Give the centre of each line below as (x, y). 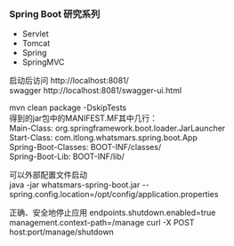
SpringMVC (43, 62)
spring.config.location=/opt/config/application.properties (114, 194)
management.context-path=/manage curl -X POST (102, 223)
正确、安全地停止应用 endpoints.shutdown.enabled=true (113, 213)
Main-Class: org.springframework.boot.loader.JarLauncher (117, 128)
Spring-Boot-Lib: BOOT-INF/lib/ (67, 156)
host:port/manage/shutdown (61, 232)
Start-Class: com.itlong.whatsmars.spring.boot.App (103, 138)
